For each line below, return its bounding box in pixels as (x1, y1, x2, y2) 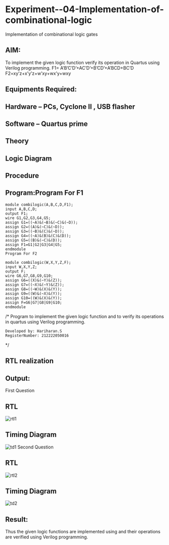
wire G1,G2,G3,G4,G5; (5, 215, 51, 221)
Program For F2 (5, 251, 37, 256)
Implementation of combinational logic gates (5, 31, 98, 37)
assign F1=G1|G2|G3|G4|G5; (5, 242, 62, 247)
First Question (5, 387, 35, 393)
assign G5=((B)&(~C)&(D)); (5, 237, 62, 243)
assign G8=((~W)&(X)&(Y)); (5, 286, 62, 292)
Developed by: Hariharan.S (5, 328, 62, 334)
